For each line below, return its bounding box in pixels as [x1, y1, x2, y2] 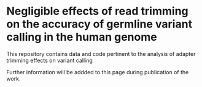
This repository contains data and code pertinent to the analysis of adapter [6, 50, 196, 57]
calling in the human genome [6, 30, 158, 44]
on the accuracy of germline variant [6, 17, 192, 31]
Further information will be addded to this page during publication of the [6, 68, 189, 75]
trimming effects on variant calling [6, 57, 93, 64]
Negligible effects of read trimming [6, 4, 188, 18]
